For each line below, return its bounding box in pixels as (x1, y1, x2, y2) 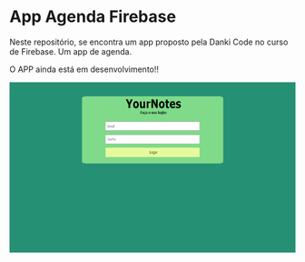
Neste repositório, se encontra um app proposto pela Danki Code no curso (9, 36, 289, 47)
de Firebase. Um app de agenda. (9, 45, 133, 56)
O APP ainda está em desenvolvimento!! (9, 64, 160, 75)
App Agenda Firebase (9, 6, 177, 27)
